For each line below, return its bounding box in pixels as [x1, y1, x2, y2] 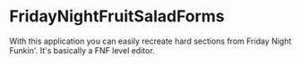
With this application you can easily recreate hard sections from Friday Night [9, 36, 292, 46]
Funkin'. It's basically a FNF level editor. [9, 45, 155, 55]
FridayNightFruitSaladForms [9, 6, 226, 27]
